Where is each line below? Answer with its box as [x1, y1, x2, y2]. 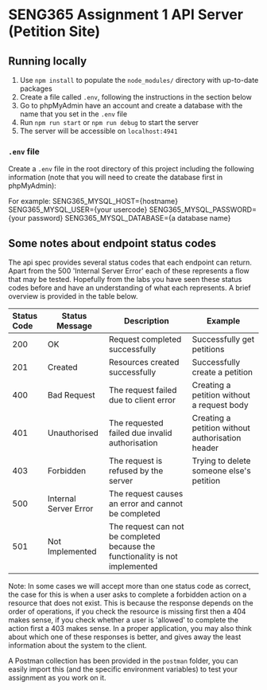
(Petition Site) [8, 22, 101, 41]
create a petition [192, 367, 253, 378]
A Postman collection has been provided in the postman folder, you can [8, 656, 238, 666]
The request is [108, 456, 163, 467]
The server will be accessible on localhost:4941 [19, 126, 178, 135]
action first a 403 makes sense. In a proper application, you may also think [8, 624, 252, 633]
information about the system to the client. [8, 641, 147, 650]
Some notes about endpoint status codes [8, 237, 217, 250]
